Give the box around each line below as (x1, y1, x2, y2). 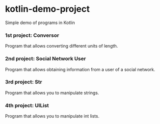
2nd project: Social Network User (5, 55, 86, 62)
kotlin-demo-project (5, 3, 90, 15)
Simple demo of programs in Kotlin (5, 20, 75, 25)
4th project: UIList (5, 102, 49, 109)
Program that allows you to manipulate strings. (5, 90, 99, 96)
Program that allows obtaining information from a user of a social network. (5, 66, 156, 72)
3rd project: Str (5, 78, 43, 85)
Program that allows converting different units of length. (5, 43, 118, 49)
